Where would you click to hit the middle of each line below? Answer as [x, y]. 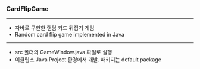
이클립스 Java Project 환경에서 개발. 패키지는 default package [88, 60]
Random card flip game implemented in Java [70, 35]
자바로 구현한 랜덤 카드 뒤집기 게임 [54, 28]
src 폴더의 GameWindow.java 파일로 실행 [63, 52]
